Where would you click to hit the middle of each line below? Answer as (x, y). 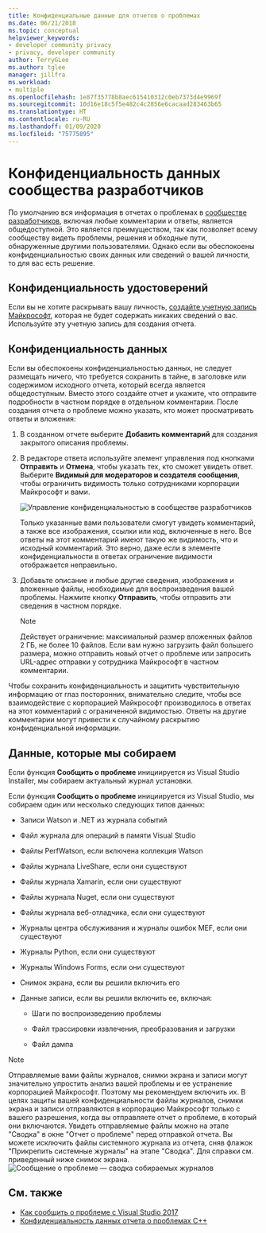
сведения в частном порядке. (70, 606)
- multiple (26, 89)
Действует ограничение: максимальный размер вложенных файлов (136, 636)
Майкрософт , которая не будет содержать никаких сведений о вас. (123, 316)
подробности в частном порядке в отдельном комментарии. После (123, 402)
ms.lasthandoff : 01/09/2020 (55, 126)
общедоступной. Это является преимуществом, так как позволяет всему (133, 229)
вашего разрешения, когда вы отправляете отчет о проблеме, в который (133, 1117)
